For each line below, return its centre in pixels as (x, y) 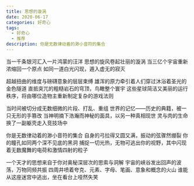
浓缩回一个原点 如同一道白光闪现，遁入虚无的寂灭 (66, 68)
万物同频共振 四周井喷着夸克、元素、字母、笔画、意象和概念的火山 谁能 (102, 170)
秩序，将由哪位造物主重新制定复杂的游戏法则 (60, 96)
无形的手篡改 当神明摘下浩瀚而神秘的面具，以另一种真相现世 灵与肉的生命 (99, 115)
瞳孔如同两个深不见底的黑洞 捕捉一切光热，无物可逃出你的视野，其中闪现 (99, 142)
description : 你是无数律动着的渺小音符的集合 (56, 44)
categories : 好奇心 (28, 22)
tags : (13, 28)
